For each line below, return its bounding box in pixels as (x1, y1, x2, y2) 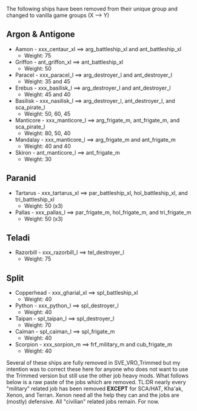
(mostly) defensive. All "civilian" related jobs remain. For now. (6, 398, 159, 406)
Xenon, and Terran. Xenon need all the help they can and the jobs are (6, 392, 180, 399)
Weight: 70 (24, 321, 52, 329)
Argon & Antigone (6, 29, 75, 40)
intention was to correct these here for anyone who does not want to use (6, 365, 189, 373)
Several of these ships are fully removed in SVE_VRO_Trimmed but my (6, 359, 181, 367)
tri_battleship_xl (15, 195, 55, 203)
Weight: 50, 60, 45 (24, 110, 71, 118)
